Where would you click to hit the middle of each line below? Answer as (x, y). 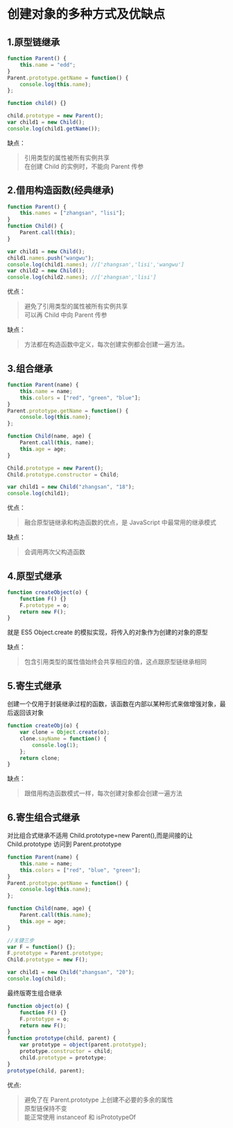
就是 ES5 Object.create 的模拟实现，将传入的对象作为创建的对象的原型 (107, 632)
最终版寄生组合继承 (35, 993)
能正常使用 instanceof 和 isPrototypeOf (80, 1117)
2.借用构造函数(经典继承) (61, 191)
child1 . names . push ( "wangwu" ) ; (51, 258)
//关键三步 (21, 940)
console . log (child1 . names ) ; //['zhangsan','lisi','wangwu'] (96, 265)
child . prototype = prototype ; (63, 1057)
